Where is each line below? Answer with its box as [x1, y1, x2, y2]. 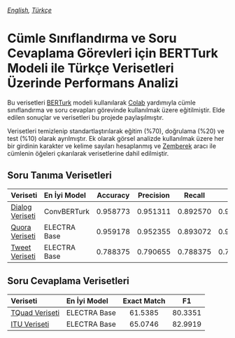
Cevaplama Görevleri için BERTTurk [7, 46, 219, 62]
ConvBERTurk [44, 206, 90, 216]
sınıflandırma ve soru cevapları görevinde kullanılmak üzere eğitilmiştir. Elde [7, 105, 225, 114]
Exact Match [122, 296, 166, 306]
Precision [137, 190, 170, 200]
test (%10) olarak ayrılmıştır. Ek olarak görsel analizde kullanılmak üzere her [7, 134, 225, 142]
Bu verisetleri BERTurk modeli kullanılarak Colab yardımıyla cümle [7, 98, 196, 107]
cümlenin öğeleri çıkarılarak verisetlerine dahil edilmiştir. [7, 149, 169, 157]
